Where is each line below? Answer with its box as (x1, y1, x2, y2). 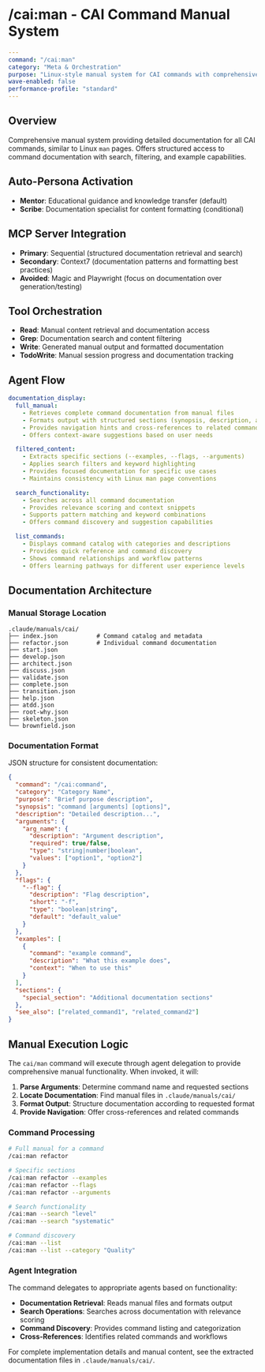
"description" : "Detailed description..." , (15, 810, 160, 818)
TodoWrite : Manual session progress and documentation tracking (19, 350, 234, 360)
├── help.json (8, 695, 55, 703)
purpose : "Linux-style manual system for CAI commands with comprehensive (8, 70, 259, 78)
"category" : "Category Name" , (15, 788, 114, 797)
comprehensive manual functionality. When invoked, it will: (8, 1067, 200, 1077)
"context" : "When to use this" (28, 965, 132, 973)
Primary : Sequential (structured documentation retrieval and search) (19, 248, 243, 257)
